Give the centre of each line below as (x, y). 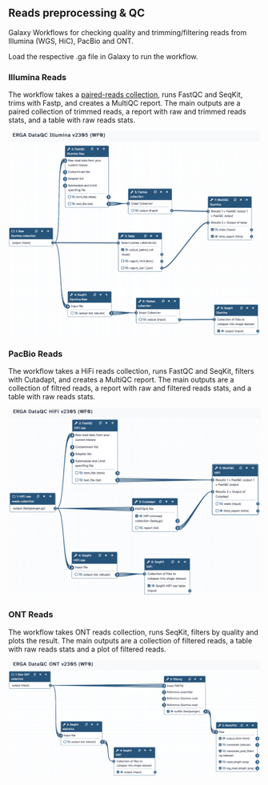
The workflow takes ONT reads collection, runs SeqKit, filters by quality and (133, 632)
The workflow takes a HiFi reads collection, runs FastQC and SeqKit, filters (131, 371)
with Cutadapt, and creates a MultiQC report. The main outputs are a (121, 380)
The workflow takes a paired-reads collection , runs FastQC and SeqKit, (126, 94)
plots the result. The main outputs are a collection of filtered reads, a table (130, 640)
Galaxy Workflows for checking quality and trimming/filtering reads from (128, 32)
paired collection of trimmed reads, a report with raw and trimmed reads (127, 112)
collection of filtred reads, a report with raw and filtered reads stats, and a (130, 388)
